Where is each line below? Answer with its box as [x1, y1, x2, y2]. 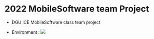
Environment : [11, 29, 40, 35]
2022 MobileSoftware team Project [4, 3, 149, 14]
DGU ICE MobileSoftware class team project [11, 19, 100, 25]
